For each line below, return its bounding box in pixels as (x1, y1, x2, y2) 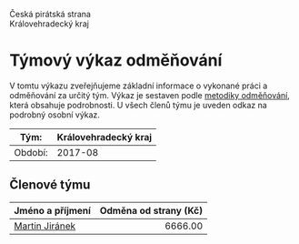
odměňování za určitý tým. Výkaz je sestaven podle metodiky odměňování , (9, 89, 291, 100)
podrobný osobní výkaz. (9, 109, 100, 120)
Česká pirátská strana (9, 9, 91, 19)
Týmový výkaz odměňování (9, 50, 223, 71)
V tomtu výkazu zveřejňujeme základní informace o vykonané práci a (9, 80, 268, 91)
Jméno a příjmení (14, 204, 91, 217)
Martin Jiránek (14, 219, 76, 232)
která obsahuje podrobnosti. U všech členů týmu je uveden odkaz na (9, 99, 268, 110)
